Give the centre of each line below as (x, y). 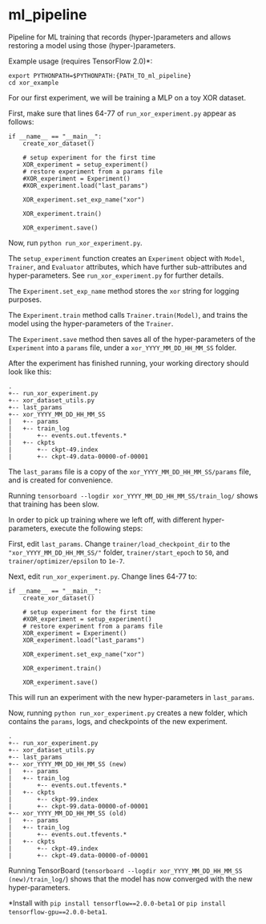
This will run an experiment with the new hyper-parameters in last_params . (131, 697)
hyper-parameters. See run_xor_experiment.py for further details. (116, 275)
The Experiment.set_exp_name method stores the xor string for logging (124, 291)
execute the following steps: (97, 528)
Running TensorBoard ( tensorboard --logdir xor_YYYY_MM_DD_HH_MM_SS (125, 870)
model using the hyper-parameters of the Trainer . (91, 324)
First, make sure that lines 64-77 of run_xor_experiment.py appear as (122, 113)
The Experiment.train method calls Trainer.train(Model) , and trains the (128, 315)
